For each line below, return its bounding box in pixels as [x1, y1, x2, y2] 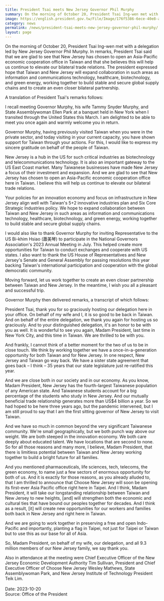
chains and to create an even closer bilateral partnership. [5, 85, 120, 91]
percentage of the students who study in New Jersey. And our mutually [5, 393, 149, 399]
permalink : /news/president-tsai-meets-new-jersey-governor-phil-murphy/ [5, 25, 159, 30]
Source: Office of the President [5, 591, 67, 597]
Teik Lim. [5, 576, 23, 581]
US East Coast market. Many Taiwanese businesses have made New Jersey [5, 164, 158, 170]
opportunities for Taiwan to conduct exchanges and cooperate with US [5, 247, 147, 253]
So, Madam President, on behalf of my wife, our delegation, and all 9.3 [5, 540, 147, 546]
